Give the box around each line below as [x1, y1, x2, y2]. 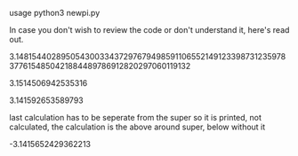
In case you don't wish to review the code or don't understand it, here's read [9, 25, 290, 35]
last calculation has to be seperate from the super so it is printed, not [9, 113, 262, 122]
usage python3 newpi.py [9, 8, 101, 18]
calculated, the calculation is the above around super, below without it [9, 121, 266, 132]
